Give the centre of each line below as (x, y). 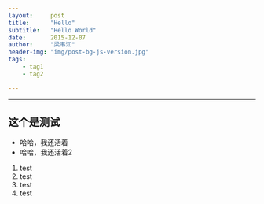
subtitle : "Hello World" (52, 30)
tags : (17, 60)
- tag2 (33, 74)
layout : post (37, 15)
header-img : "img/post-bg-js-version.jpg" (79, 52)
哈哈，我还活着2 (46, 152)
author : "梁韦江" (42, 45)
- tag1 (33, 67)
